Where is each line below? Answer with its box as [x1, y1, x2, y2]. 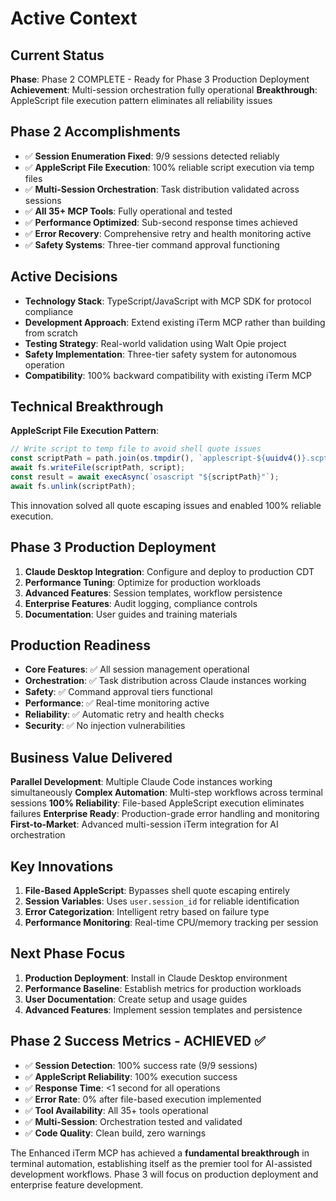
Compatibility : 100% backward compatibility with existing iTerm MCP [24, 369, 313, 381]
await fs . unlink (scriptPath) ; [10, 481, 137, 491]
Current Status [10, 47, 105, 64]
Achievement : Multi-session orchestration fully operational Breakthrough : [10, 84, 318, 96]
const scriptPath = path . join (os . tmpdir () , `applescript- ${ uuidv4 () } [10, 453, 307, 464]
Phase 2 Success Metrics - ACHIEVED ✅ [10, 1033, 266, 1050]
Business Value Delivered [10, 749, 173, 766]
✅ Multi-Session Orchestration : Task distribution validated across [24, 183, 300, 195]
